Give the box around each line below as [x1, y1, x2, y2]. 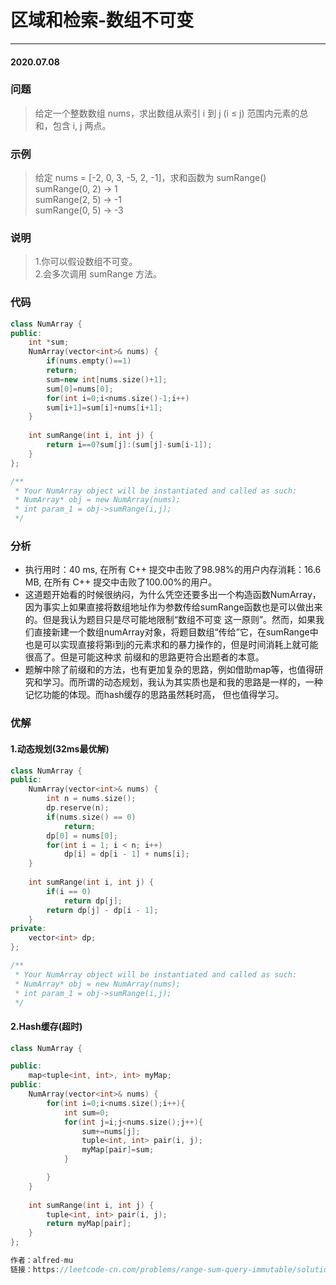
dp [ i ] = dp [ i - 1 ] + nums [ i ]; [63, 849, 190, 860]
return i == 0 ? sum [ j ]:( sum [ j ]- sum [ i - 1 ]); [46, 440, 213, 450]
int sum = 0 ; [63, 1107, 110, 1118]
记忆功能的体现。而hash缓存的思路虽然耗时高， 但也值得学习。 [24, 689, 285, 701]
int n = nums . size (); [46, 794, 137, 804]
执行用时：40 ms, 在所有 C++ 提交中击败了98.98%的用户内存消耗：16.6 [24, 564, 322, 576]
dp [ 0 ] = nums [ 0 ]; [46, 831, 118, 841]
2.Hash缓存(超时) [10, 1020, 83, 1032]
